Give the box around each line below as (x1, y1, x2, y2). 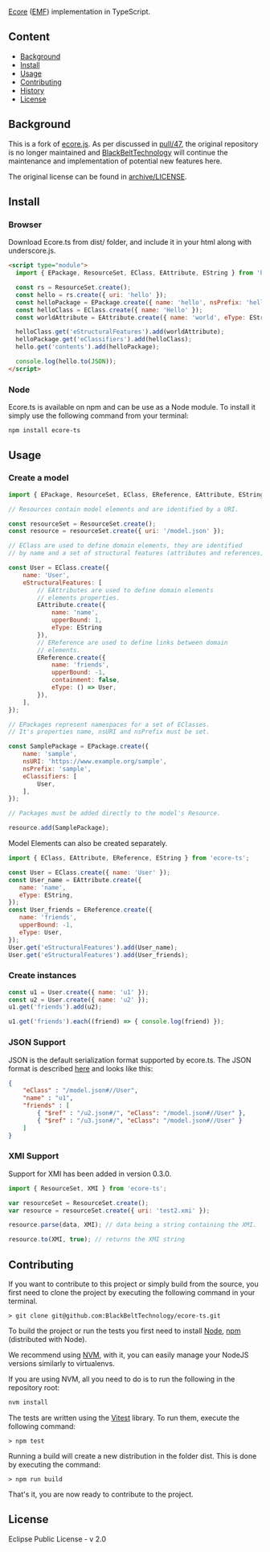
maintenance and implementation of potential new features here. (8, 156, 223, 166)
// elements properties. (37, 593, 121, 602)
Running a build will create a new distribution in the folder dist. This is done (8, 1451, 257, 1460)
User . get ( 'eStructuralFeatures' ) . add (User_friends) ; (8, 951, 189, 959)
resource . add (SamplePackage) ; (8, 824, 110, 832)
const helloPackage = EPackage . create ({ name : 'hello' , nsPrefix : (15, 298, 243, 307)
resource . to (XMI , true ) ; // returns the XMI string (8, 1236, 185, 1244)
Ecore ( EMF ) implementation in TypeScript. (8, 7, 151, 16)
